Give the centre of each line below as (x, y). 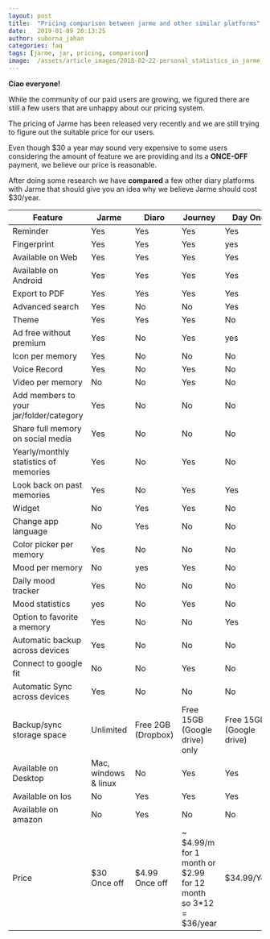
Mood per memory (47, 567)
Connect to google (47, 663)
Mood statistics (41, 604)
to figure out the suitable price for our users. (82, 132)
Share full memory (47, 428)
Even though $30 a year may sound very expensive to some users (118, 147)
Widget (26, 508)
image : (19, 61)
